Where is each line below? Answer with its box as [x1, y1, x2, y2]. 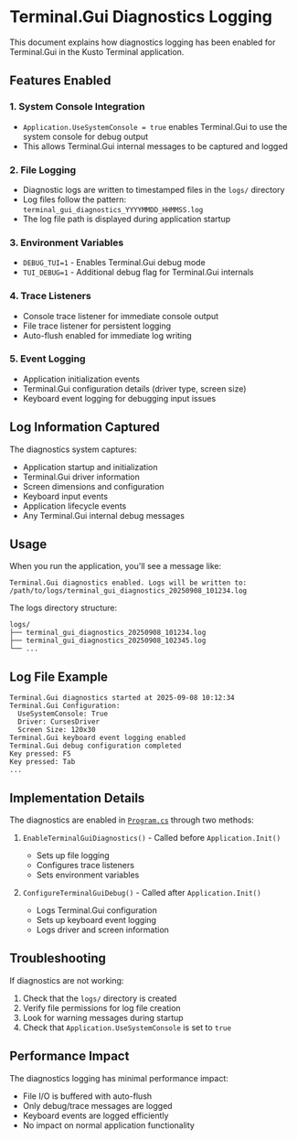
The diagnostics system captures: [9, 444, 137, 455]
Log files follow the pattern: [22, 194, 127, 205]
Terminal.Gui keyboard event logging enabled [9, 734, 186, 743]
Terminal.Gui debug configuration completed [9, 741, 182, 751]
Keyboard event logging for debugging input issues [22, 393, 217, 403]
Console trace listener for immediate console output [22, 310, 219, 321]
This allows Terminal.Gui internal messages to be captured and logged [22, 140, 288, 152]
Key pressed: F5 [9, 749, 71, 758]
